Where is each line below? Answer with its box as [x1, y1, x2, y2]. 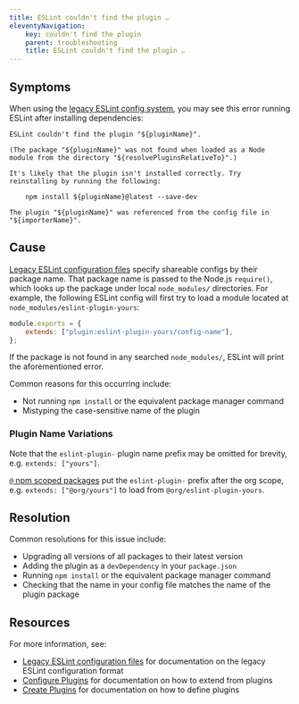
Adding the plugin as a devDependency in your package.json [21, 560, 237, 572]
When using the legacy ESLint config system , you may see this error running [9, 103, 291, 113]
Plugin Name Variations [9, 428, 113, 440]
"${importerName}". [9, 215, 82, 224]
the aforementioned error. [9, 361, 104, 372]
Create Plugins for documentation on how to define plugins [21, 684, 240, 695]
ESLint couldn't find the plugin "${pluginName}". [9, 130, 202, 138]
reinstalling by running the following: [9, 176, 162, 186]
